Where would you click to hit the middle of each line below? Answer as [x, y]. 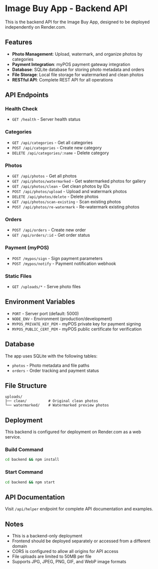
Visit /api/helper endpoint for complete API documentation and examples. [79, 509]
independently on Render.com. [36, 27]
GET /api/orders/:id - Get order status [51, 235]
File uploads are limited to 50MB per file [52, 556]
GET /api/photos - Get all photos [44, 176]
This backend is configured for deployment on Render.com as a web [73, 432]
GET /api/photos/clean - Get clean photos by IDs [61, 186]
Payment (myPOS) [27, 248]
